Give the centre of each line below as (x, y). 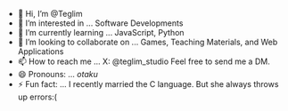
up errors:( (37, 97)
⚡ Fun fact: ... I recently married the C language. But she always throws (148, 84)
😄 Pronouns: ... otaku (58, 74)
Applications (41, 52)
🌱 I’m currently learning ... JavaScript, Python (101, 32)
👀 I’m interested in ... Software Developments (100, 23)
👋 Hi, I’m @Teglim (50, 14)
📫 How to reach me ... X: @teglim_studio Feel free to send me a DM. (144, 61)
